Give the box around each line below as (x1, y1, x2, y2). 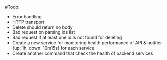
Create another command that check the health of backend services (12, 50, 153, 56)
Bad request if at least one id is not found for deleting (12, 34, 122, 40)
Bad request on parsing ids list (12, 30, 75, 35)
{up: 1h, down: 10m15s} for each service (12, 45, 95, 51)
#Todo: (5, 4, 20, 10)
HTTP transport (12, 19, 45, 25)
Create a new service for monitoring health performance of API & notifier (12, 40, 162, 46)
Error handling (12, 14, 42, 19)
